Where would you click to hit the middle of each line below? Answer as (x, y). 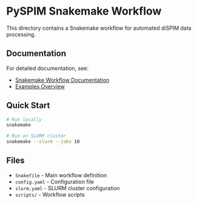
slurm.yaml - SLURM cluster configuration (67, 188)
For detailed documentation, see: (48, 68)
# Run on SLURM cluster (36, 136)
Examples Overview (40, 86)
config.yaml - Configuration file (55, 182)
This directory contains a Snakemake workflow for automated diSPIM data (99, 28)
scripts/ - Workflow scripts (50, 194)
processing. (21, 34)
